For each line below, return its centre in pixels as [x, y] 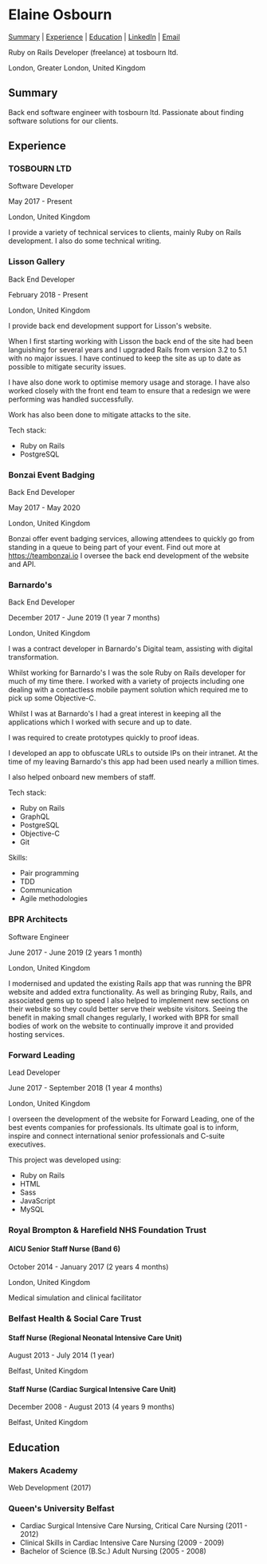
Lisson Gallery [37, 261]
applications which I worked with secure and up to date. [100, 722]
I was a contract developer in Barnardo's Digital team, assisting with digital [131, 648]
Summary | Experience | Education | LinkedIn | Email [94, 37]
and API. [22, 565]
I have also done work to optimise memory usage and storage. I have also [129, 382]
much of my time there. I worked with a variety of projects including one [126, 681]
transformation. [33, 657]
